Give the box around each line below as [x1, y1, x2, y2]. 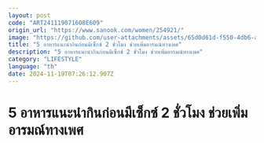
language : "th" [8, 63, 58, 71]
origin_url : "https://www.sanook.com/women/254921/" [8, 26, 185, 34]
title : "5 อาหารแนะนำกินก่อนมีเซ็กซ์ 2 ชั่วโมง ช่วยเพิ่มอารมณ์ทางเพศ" [8, 41, 182, 49]
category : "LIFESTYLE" [8, 56, 82, 64]
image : [8, 33, 30, 42]
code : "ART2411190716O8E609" [8, 19, 104, 27]
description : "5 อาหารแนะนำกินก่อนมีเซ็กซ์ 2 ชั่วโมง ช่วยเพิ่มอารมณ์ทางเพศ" [8, 48, 203, 56]
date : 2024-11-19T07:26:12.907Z [8, 70, 114, 78]
